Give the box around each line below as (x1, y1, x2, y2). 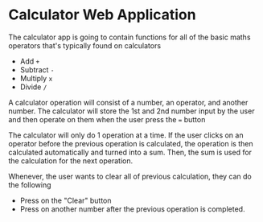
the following (8, 179, 51, 190)
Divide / (19, 82, 47, 92)
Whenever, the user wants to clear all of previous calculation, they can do (8, 171, 252, 181)
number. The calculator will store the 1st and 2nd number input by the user (8, 106, 255, 116)
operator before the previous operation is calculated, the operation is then (8, 138, 253, 148)
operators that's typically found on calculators (8, 40, 162, 50)
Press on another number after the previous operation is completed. (19, 203, 245, 214)
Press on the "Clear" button (19, 195, 112, 205)
